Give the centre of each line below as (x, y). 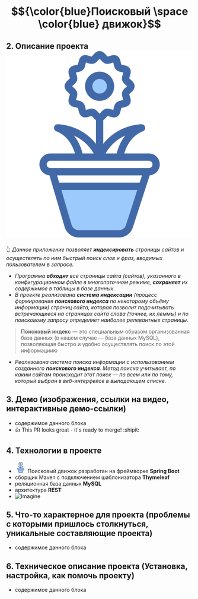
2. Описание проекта (47, 46)
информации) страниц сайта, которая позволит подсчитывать (94, 307)
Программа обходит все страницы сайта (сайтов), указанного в (98, 276)
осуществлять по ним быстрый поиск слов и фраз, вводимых (84, 258)
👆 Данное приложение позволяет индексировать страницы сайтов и (95, 249)
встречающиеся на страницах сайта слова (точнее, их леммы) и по (101, 314)
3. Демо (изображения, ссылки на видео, (87, 400)
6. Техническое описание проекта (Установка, (97, 566)
